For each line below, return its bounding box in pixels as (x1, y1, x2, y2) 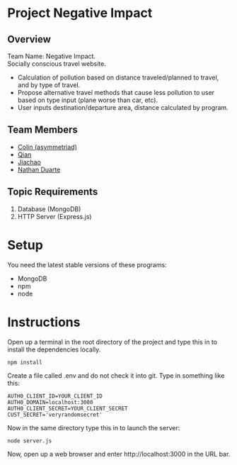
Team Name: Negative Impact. (7, 52, 96, 60)
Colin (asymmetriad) (17, 142, 78, 151)
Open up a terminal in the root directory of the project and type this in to (7, 337, 218, 346)
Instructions (7, 314, 81, 330)
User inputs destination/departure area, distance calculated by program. (17, 103, 229, 111)
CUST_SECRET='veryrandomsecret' (7, 411, 103, 418)
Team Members (7, 124, 78, 136)
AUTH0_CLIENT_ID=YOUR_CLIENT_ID (7, 392, 103, 400)
